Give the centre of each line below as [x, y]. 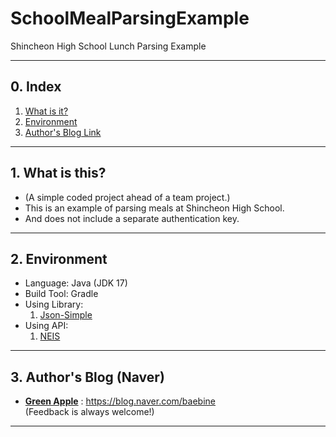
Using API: [46, 326]
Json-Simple [66, 315]
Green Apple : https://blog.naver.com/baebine [120, 401]
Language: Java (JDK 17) [76, 283]
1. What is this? [58, 173]
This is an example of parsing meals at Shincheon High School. [154, 208]
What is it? [46, 111]
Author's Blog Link [63, 132]
